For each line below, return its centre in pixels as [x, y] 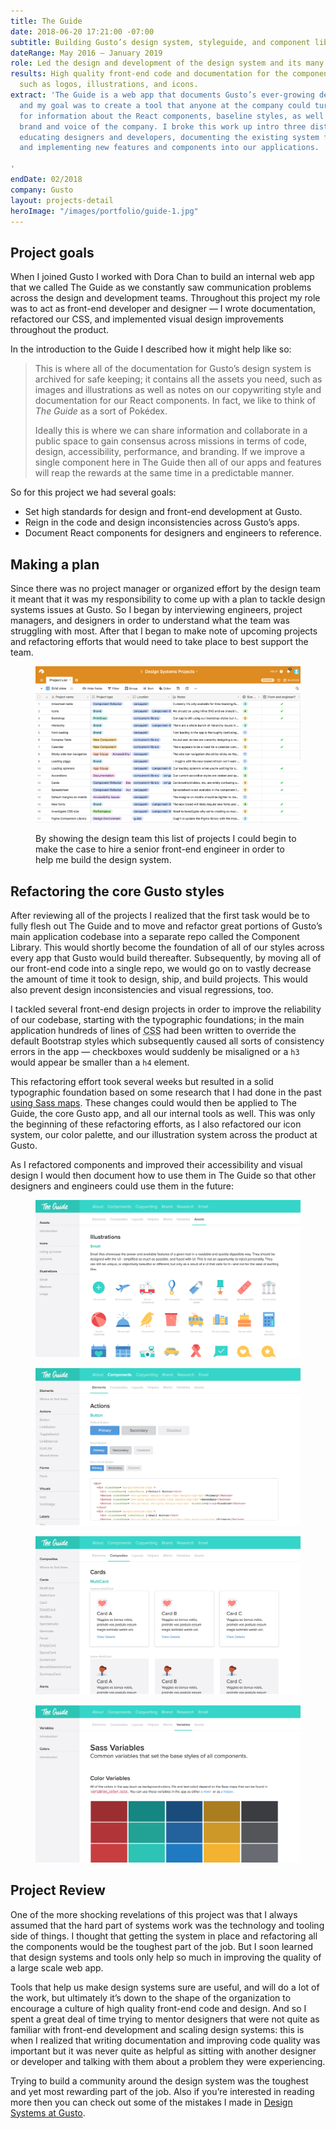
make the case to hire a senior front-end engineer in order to [160, 849]
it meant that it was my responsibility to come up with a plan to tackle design [168, 599]
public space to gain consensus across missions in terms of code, [171, 441]
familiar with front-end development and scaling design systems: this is [157, 2029]
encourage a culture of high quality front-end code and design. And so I [158, 2008]
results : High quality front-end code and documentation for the [149, 74]
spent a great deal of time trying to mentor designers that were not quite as [165, 2019]
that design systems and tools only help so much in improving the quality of [166, 1957]
